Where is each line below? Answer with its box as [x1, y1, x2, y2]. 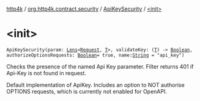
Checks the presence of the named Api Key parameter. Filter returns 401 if [6, 62, 194, 70]
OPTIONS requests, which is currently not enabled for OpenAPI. [6, 88, 167, 95]
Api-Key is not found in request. [6, 69, 87, 77]
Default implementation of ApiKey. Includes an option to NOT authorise [6, 81, 185, 88]
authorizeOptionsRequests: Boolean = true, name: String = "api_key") [6, 52, 185, 58]
